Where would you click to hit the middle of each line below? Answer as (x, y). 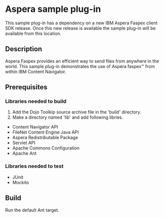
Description (24, 49)
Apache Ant (24, 153)
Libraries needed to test (34, 166)
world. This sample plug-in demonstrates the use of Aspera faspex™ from (80, 66)
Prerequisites (26, 87)
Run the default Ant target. (32, 210)
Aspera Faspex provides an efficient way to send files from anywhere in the (82, 61)
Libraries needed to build (36, 101)
